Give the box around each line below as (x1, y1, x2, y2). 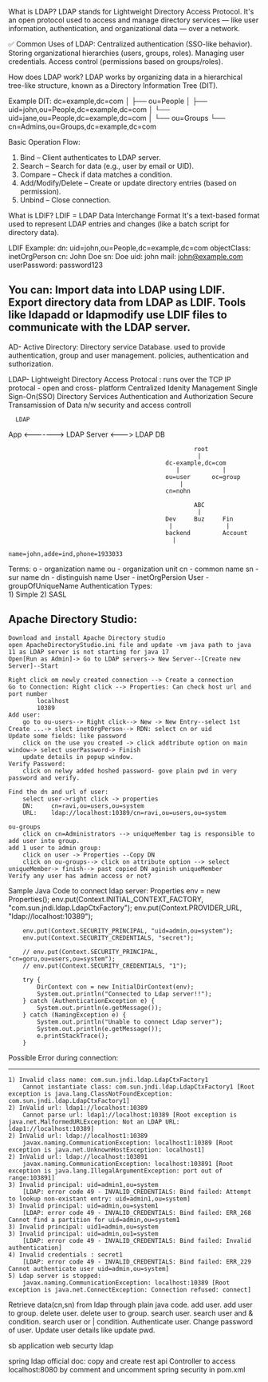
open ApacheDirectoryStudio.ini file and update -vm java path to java (8, 641, 251, 649)
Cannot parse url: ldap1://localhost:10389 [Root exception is (22, 1111, 238, 1119)
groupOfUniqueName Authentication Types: (8, 581, 153, 590)
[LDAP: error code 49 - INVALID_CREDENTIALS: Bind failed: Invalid (22, 1236, 251, 1244)
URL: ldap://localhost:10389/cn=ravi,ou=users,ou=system (22, 809, 227, 817)
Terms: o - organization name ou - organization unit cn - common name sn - (8, 564, 259, 573)
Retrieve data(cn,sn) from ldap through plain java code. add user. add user (8, 1300, 253, 1309)
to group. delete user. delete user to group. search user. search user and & (8, 1308, 254, 1318)
